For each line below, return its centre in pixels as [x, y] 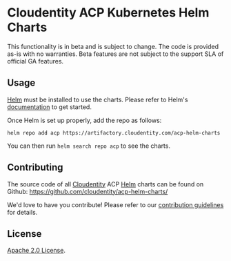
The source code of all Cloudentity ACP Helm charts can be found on [106, 184]
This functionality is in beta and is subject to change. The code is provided [113, 46]
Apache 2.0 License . [36, 251]
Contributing [35, 167]
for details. [22, 212]
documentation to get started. [49, 107]
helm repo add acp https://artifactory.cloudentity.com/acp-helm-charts [114, 133]
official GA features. [36, 61]
